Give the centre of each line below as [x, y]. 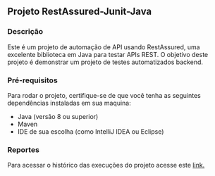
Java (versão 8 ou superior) [58, 116]
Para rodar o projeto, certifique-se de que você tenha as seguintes [104, 95]
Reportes [24, 149]
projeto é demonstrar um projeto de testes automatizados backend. [105, 62]
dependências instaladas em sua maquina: [69, 103]
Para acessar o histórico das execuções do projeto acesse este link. [106, 165]
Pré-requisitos [32, 80]
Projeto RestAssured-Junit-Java [80, 12]
